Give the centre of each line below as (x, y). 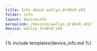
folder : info (19, 15)
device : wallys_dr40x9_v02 (34, 29)
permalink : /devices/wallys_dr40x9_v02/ (49, 24)
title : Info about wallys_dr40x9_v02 (45, 10)
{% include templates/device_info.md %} (48, 43)
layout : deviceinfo (26, 19)
